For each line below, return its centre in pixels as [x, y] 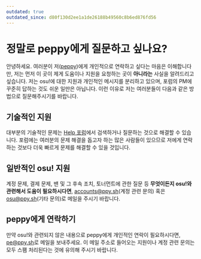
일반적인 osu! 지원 [38, 168]
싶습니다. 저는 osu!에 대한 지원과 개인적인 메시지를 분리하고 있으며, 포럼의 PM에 [99, 81]
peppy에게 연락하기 [41, 219]
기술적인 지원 [29, 117]
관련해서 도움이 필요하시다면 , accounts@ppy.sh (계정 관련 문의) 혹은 [86, 191]
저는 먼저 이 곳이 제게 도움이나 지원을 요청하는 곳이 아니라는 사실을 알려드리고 [104, 74]
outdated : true [25, 12]
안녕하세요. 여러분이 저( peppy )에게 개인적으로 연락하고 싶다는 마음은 [86, 66]
